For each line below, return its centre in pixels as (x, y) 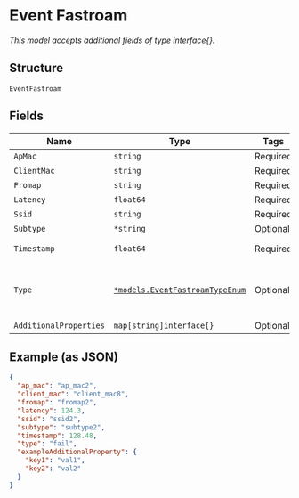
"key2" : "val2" (53, 469)
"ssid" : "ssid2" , (49, 419)
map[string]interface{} (164, 325)
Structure (36, 68)
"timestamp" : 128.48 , (57, 436)
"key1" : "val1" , (56, 461)
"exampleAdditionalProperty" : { (77, 452)
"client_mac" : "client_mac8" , (73, 394)
